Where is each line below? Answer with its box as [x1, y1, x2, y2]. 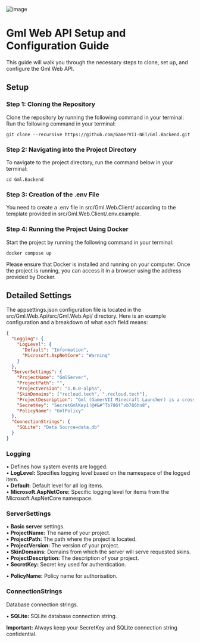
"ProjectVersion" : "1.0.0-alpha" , [17, 386, 102, 392]
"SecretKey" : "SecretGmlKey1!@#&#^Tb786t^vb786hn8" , [17, 402, 151, 408]
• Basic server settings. [6, 523, 65, 530]
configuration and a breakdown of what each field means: [6, 319, 148, 326]
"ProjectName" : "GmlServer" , [17, 375, 89, 381]
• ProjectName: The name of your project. [6, 530, 111, 537]
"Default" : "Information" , [21, 347, 89, 353]
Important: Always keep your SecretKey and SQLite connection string [6, 624, 177, 631]
